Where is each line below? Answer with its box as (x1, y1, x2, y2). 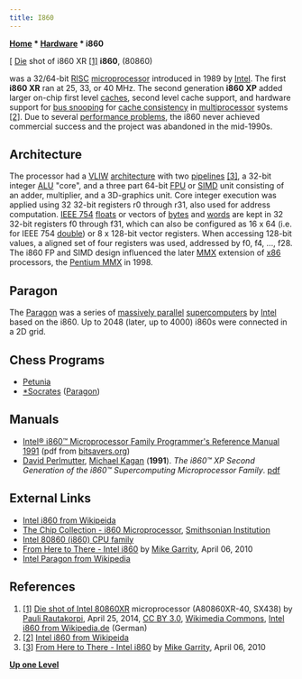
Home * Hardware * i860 (9, 38, 105, 49)
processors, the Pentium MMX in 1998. (9, 257, 153, 268)
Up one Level (9, 659, 59, 670)
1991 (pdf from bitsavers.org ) (22, 445, 131, 456)
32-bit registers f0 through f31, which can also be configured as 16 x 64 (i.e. (9, 218, 293, 230)
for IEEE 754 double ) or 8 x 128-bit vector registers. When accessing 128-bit (9, 228, 293, 239)
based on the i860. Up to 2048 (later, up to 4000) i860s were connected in (9, 317, 288, 327)
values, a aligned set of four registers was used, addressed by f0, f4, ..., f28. (9, 238, 293, 249)
